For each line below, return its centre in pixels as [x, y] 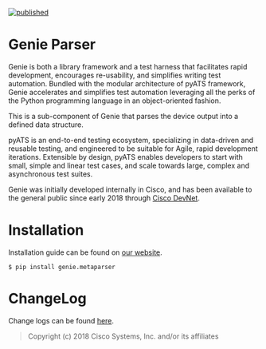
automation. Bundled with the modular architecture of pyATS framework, [127, 83]
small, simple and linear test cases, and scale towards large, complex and [129, 165]
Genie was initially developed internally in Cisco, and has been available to [130, 189]
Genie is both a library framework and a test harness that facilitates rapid [128, 66]
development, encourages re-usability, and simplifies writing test [115, 75]
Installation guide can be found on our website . [86, 252]
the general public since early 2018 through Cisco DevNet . [104, 198]
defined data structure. [46, 125]
